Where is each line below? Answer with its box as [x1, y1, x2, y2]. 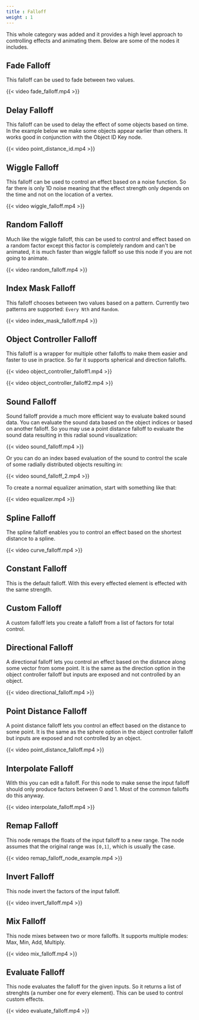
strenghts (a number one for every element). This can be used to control [6, 990, 183, 997]
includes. [6, 43, 29, 51]
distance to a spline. [6, 535, 56, 542]
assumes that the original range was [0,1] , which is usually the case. [6, 842, 176, 850]
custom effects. [6, 996, 45, 1003]
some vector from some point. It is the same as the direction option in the [6, 665, 185, 672]
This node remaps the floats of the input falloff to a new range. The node [6, 836, 184, 844]
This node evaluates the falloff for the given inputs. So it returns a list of [6, 983, 182, 990]
